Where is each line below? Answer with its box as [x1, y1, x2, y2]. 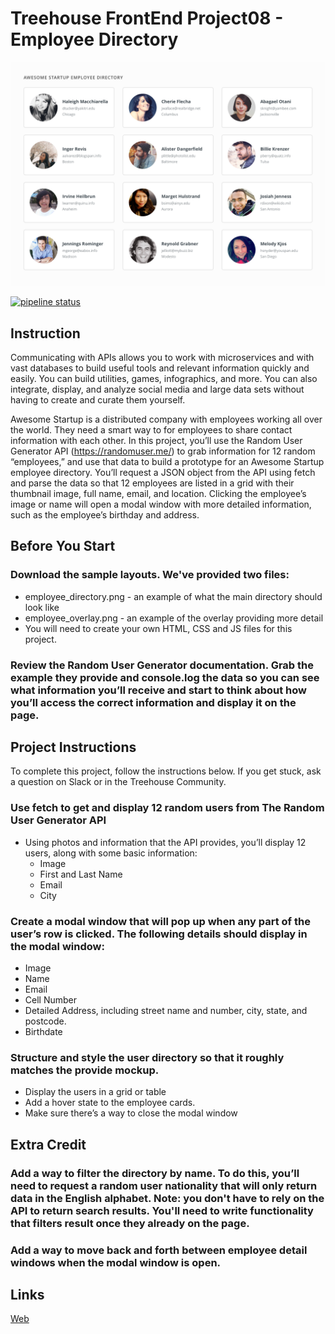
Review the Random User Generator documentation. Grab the [10, 658, 314, 672]
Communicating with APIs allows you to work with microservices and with [10, 352, 315, 364]
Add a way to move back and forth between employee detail [10, 1243, 308, 1257]
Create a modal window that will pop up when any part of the [10, 914, 311, 928]
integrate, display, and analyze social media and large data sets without [10, 383, 305, 396]
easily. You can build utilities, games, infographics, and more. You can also [10, 373, 318, 385]
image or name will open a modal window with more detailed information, [10, 498, 312, 511]
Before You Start [10, 538, 116, 555]
